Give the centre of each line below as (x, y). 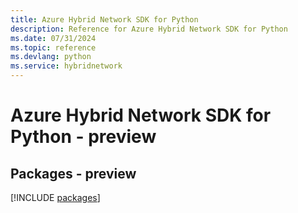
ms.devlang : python (51, 57)
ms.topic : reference (53, 47)
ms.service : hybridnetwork (66, 66)
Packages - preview (73, 173)
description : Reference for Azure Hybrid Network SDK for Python (149, 29)
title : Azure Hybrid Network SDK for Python (104, 19)
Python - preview (83, 137)
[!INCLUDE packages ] (55, 197)
